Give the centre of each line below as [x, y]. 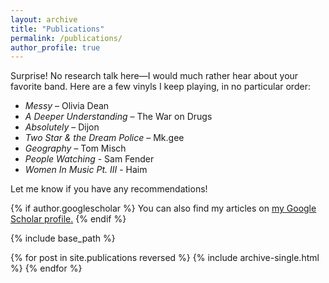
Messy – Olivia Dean [67, 106]
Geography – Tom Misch [75, 148]
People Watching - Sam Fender [89, 159]
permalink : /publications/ [66, 38]
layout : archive [44, 19]
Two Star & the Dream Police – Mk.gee [104, 138]
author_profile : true [55, 47]
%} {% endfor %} [46, 268]
